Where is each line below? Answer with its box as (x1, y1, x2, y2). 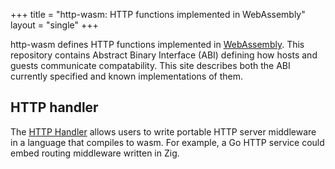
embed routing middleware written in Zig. (10, 147, 180, 159)
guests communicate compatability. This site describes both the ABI (10, 60, 291, 71)
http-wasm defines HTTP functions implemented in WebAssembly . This (10, 39, 305, 50)
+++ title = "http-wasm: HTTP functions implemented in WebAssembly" (10, 9, 306, 20)
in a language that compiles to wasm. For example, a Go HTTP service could (10, 136, 325, 148)
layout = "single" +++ (10, 19, 99, 31)
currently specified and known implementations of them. (10, 70, 244, 82)
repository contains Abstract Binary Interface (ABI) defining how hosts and (10, 49, 318, 61)
